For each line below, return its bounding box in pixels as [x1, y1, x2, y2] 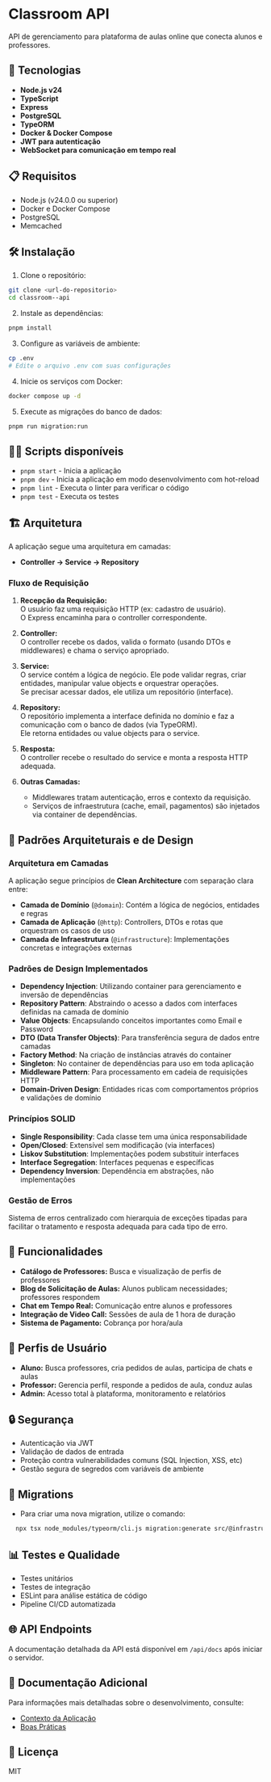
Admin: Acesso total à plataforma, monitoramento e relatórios [19, 1389, 226, 1398]
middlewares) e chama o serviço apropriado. [19, 645, 169, 655]
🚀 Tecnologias [8, 64, 81, 78]
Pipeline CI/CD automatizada [19, 1599, 116, 1608]
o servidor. [8, 1653, 44, 1662]
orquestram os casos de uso [19, 926, 115, 935]
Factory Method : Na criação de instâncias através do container [19, 1050, 232, 1060]
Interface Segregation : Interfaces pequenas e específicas [19, 1157, 215, 1167]
